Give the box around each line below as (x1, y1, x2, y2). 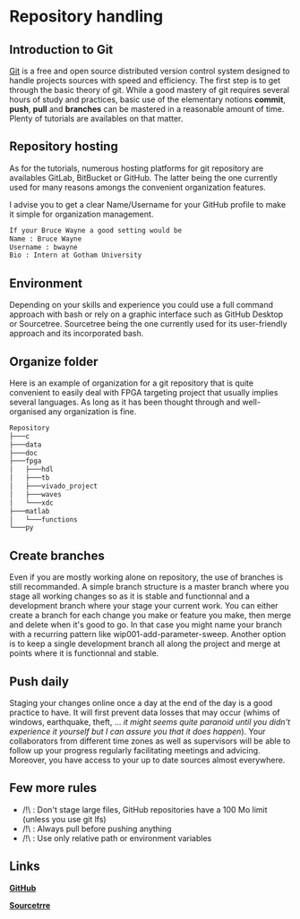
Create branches (9, 548, 105, 563)
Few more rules (9, 780, 97, 796)
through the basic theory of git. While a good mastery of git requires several (9, 85, 289, 95)
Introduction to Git (9, 42, 114, 57)
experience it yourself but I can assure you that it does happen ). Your (9, 726, 266, 736)
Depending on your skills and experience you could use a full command (9, 300, 274, 311)
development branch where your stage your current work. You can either (9, 600, 279, 611)
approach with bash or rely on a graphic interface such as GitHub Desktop (9, 309, 284, 319)
